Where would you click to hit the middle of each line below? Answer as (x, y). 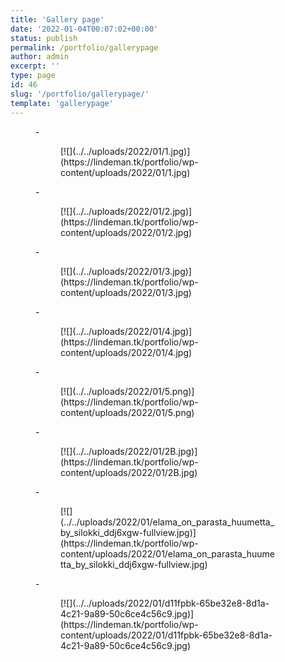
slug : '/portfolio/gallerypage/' (80, 94)
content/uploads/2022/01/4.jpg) (126, 352)
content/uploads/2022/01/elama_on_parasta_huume (168, 553)
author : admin (40, 57)
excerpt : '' (35, 66)
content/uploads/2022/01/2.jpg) (126, 232)
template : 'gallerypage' (62, 103)
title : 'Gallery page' (57, 19)
